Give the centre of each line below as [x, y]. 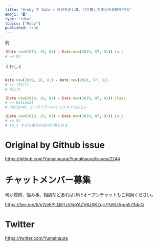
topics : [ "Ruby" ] [23, 23]
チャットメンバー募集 [48, 180]
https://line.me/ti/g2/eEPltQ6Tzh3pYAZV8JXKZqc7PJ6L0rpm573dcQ [75, 204]
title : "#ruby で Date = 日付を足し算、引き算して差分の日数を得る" [68, 10]
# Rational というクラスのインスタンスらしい [46, 107]
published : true [22, 28]
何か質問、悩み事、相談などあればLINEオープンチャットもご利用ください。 [80, 194]
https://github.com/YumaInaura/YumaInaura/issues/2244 [63, 158]
